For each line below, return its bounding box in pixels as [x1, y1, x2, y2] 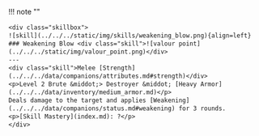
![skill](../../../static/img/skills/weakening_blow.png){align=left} [8, 32, 252, 40]
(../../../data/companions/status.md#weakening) [8, 104, 176, 113]
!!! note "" [8, 7, 40, 16]
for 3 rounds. [178, 104, 227, 113]
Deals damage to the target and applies [8, 96, 147, 104]
